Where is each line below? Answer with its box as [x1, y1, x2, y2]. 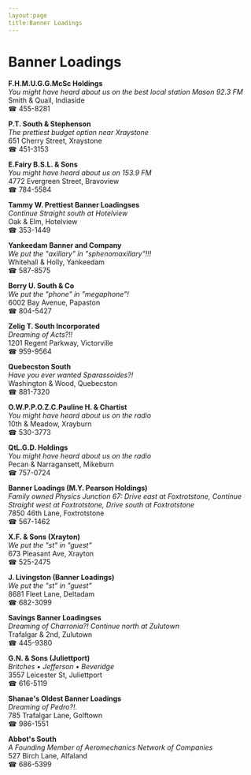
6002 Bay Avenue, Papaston [8, 298, 101, 308]
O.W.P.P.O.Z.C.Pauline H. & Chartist [8, 402, 127, 412]
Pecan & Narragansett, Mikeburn [8, 459, 114, 470]
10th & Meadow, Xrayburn [8, 419, 92, 429]
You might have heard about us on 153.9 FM [8, 168, 152, 178]
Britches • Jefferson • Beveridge [8, 662, 115, 672]
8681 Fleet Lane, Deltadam [8, 590, 95, 599]
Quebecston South [8, 362, 72, 372]
